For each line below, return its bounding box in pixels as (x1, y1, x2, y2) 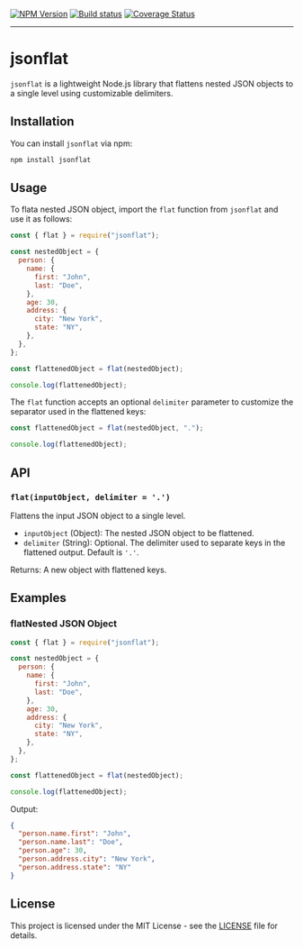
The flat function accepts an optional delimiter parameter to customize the (10, 397, 294, 407)
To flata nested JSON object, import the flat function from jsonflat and (10, 204, 279, 215)
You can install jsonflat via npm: (10, 138, 133, 149)
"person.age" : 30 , (18, 846, 88, 855)
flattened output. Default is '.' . (22, 546, 139, 558)
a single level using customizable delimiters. (10, 87, 174, 98)
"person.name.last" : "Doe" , (18, 838, 124, 847)
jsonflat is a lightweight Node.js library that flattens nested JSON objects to (10, 77, 294, 89)
